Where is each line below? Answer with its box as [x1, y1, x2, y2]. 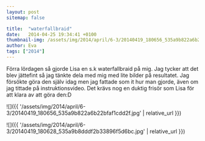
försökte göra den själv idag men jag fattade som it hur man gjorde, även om [6, 78, 199, 85]
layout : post [6, 9, 40, 15]
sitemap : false [6, 15, 45, 21]
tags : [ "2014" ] [6, 48, 45, 55]
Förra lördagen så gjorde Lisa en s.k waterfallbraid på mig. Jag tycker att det [6, 65, 199, 72]
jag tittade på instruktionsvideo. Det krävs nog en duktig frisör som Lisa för [6, 84, 195, 92]
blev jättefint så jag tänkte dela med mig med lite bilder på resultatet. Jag [6, 71, 190, 79]
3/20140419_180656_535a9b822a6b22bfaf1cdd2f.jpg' [6, 109, 142, 117]
